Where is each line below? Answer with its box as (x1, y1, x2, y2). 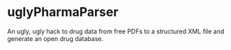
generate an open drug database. (7, 34, 104, 42)
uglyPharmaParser (7, 4, 119, 20)
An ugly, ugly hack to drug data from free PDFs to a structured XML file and (7, 27, 225, 35)
